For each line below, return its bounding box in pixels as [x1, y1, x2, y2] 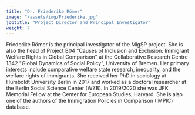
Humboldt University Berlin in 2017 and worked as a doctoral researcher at [6, 79, 187, 86]
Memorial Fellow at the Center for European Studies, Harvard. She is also [6, 91, 183, 98]
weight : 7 [6, 25, 31, 31]
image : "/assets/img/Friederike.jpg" [6, 14, 99, 20]
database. [6, 103, 31, 110]
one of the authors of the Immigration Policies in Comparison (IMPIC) [6, 97, 173, 104]
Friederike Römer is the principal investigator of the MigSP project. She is [6, 41, 183, 48]
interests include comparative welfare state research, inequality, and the [6, 66, 181, 73]
